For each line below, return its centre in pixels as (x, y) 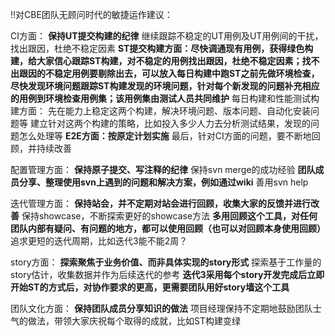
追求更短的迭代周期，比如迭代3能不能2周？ (99, 241)
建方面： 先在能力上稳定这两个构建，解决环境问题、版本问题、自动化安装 (160, 111)
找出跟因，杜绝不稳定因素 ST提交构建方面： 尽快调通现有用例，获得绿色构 (162, 48)
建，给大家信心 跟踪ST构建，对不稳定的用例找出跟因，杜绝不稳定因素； (156, 61)
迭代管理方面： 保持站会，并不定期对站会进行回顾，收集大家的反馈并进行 (160, 203)
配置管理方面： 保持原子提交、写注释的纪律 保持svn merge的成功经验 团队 (163, 169)
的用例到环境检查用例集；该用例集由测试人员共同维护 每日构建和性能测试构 (165, 98)
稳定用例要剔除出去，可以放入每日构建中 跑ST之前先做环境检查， (186, 73)
